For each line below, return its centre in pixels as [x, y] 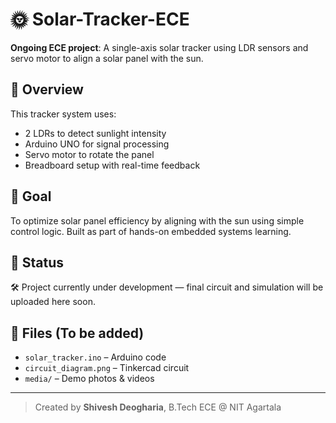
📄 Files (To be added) [77, 333]
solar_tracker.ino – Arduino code [95, 357]
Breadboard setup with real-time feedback [112, 165]
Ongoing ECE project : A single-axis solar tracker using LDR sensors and [159, 47]
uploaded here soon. [53, 302]
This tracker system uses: [63, 114]
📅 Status [37, 262]
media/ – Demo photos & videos [89, 379]
